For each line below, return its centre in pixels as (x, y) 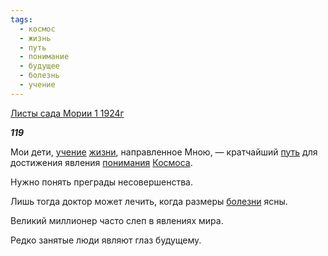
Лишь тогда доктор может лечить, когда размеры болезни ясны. (149, 201)
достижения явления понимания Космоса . (101, 162)
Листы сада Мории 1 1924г (67, 113)
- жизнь (35, 38)
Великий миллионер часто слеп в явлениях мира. (117, 220)
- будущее (39, 66)
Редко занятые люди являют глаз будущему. (106, 240)
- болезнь (39, 76)
